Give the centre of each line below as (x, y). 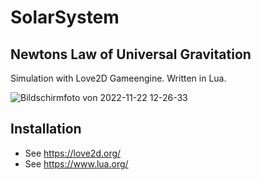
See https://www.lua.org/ (76, 163)
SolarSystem (65, 17)
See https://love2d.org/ (73, 153)
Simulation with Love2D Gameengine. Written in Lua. (118, 78)
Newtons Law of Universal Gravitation (131, 54)
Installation (46, 129)
